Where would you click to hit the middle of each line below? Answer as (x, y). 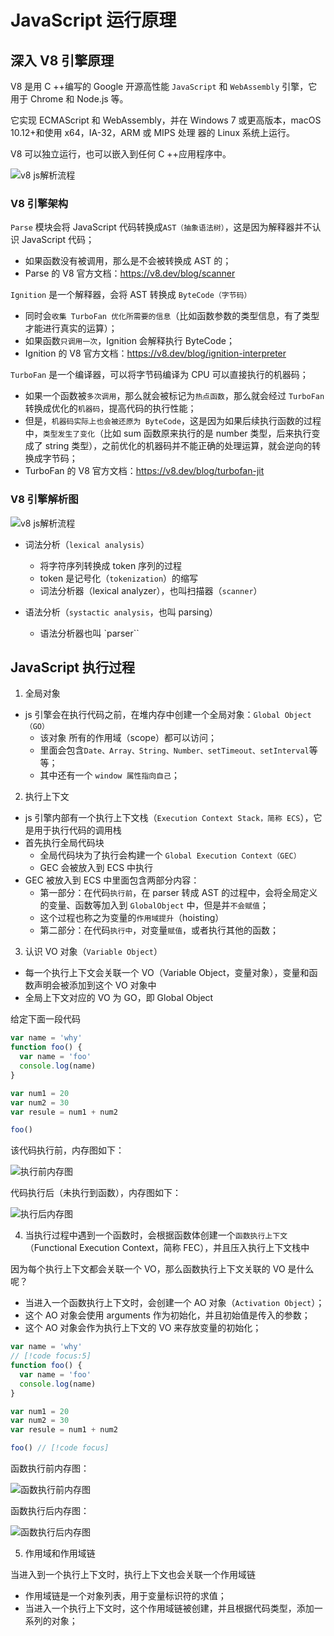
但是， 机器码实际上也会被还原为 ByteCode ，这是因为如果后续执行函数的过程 (173, 421)
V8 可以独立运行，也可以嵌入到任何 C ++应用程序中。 (121, 154)
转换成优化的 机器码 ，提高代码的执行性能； (110, 408)
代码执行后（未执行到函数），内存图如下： (96, 1193)
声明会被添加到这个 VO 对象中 (95, 985)
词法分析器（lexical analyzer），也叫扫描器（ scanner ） (151, 590)
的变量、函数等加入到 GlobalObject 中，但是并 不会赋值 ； (154, 905)
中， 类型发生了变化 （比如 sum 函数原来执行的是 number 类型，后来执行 (168, 433)
